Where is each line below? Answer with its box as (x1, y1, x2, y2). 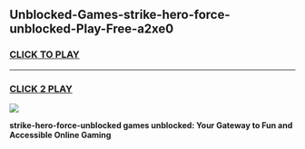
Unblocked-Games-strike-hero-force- (9, 7, 231, 23)
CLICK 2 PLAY (9, 82, 73, 95)
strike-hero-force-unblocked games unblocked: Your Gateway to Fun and (9, 119, 293, 130)
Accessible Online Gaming (9, 129, 112, 140)
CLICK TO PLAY (9, 49, 80, 61)
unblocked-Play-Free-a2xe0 (9, 22, 174, 37)
